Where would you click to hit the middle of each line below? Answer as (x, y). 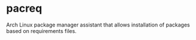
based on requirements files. (41, 31)
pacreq (24, 9)
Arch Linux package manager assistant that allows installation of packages (98, 25)
